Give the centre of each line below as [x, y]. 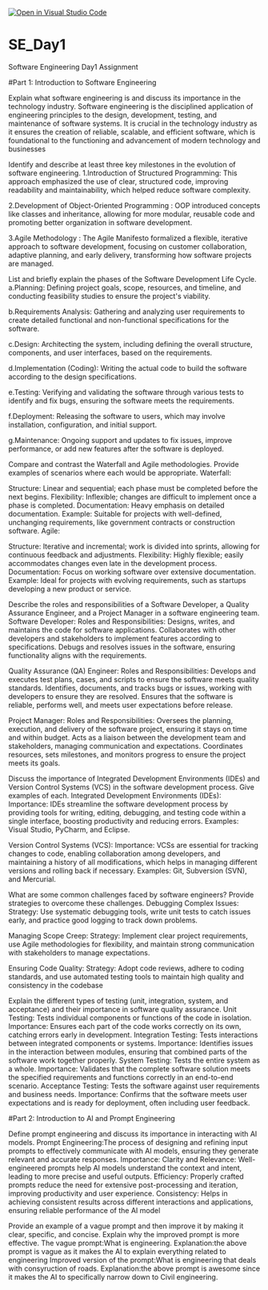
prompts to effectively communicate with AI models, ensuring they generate [133, 1151]
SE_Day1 [37, 45]
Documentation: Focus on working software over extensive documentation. [132, 572]
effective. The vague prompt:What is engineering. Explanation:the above [128, 1243]
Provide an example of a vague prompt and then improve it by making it [126, 1226]
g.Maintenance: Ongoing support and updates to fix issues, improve [120, 440]
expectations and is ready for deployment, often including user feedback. [129, 1103]
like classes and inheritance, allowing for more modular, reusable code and [132, 214]
